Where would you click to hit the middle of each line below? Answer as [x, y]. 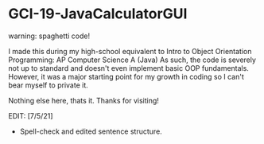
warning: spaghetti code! [49, 36]
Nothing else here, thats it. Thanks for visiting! [83, 100]
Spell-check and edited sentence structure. [91, 131]
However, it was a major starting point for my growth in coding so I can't [126, 76]
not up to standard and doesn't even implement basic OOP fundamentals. [128, 68]
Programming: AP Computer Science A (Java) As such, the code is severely [132, 60]
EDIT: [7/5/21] [31, 115]
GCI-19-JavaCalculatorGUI [98, 14]
